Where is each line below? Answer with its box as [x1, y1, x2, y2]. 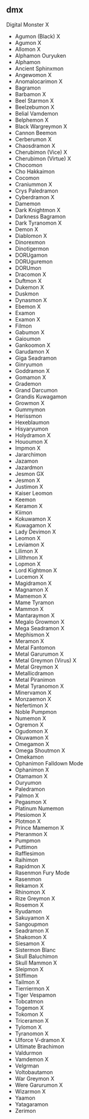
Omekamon [14, 753, 44, 761]
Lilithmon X [14, 553, 43, 561]
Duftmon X [14, 277, 42, 284]
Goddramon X [14, 367, 50, 374]
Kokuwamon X [14, 515, 51, 523]
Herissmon [14, 412, 42, 420]
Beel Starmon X [14, 97, 54, 104]
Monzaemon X [14, 695, 52, 702]
